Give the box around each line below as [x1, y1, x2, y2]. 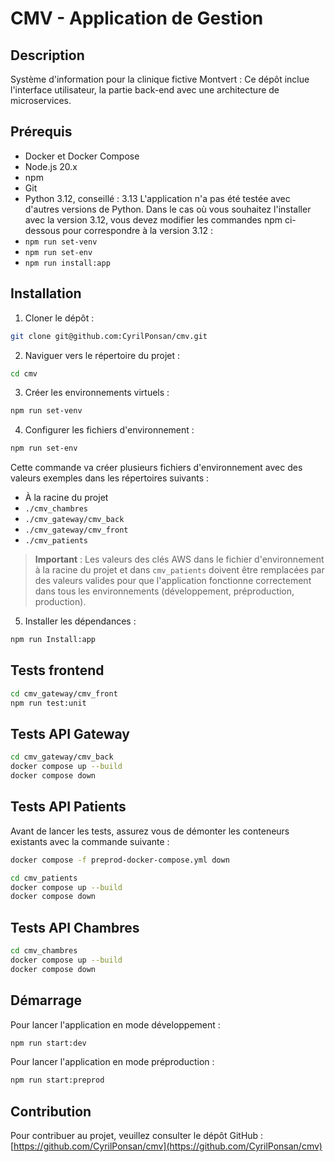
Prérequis [10, 123, 73, 141]
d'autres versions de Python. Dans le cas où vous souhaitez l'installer [24, 203, 312, 215]
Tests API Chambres [10, 919, 140, 936]
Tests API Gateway [10, 725, 131, 742]
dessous [24, 224, 61, 236]
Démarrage [10, 992, 82, 1009]
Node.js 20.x [24, 160, 78, 172]
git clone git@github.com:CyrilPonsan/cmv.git [10, 331, 208, 341]
